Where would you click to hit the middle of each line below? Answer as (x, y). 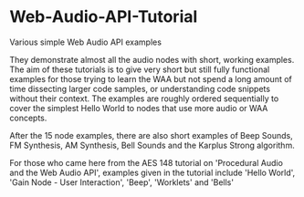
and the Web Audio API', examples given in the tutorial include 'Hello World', (152, 172)
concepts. (28, 118)
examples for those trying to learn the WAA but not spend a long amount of (151, 78)
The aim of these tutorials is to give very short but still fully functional (140, 69)
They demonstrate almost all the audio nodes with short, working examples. (152, 59)
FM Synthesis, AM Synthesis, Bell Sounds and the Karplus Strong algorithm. (152, 145)
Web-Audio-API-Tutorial (104, 17)
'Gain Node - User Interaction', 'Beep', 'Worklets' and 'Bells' (122, 182)
